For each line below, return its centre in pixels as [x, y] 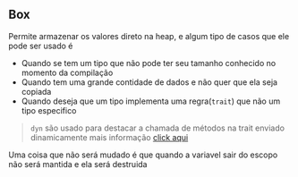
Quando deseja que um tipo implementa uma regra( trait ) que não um [151, 101]
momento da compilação [67, 72]
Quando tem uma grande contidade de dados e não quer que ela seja [149, 82]
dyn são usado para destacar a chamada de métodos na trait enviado [158, 128]
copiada [36, 91]
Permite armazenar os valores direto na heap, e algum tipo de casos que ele [149, 36]
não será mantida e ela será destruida [78, 164]
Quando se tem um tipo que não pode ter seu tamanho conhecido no [149, 63]
